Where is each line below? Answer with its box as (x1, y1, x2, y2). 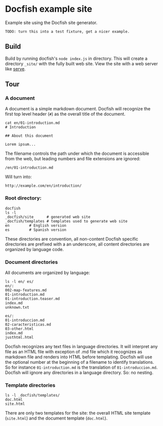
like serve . (5, 66, 26, 72)
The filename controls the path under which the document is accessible (5, 150, 150, 156)
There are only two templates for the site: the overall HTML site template (5, 410, 151, 416)
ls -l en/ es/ (5, 279, 34, 284)
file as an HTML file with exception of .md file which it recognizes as (5, 349, 143, 355)
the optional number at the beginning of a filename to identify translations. (5, 359, 155, 365)
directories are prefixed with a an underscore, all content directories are (5, 241, 150, 247)
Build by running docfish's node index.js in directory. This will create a (5, 55, 148, 61)
